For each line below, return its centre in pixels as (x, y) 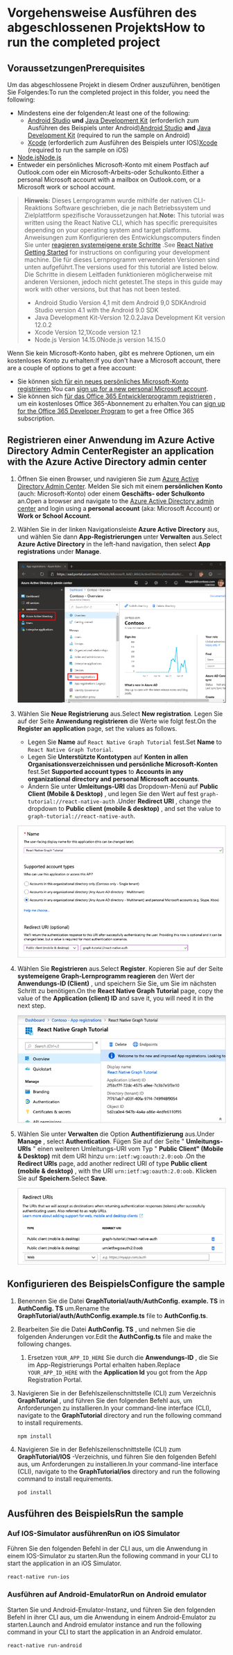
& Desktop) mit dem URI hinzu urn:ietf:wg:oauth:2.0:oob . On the (111, 1156)
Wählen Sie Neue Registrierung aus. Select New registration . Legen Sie (120, 713)
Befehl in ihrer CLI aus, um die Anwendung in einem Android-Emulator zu (112, 1617)
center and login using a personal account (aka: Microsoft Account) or (119, 508)
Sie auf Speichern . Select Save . (62, 1178)
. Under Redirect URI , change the (164, 801)
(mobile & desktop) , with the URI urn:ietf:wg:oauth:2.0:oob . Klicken (117, 1171)
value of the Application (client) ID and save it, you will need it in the (115, 998)
